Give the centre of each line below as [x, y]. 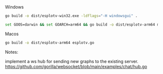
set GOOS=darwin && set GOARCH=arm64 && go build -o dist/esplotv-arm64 [80, 24]
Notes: [12, 52]
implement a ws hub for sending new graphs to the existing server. [72, 61]
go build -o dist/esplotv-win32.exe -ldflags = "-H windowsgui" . [71, 16]
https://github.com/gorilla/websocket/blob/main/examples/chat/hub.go [76, 66]
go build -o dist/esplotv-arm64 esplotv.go [50, 43]
